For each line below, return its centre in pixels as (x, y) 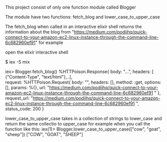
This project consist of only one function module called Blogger (70, 7)
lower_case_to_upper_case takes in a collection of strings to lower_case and (84, 118)
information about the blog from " (39, 32)
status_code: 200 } (24, 109)
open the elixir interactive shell (37, 52)
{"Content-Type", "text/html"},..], (39, 77)
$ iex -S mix (17, 62)
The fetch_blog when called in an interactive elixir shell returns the (73, 26)
